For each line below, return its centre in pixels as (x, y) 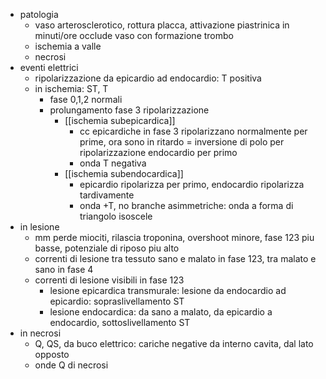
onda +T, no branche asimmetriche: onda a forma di (186, 205)
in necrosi (40, 333)
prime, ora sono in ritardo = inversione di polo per (182, 142)
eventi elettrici (49, 67)
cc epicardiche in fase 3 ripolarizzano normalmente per (193, 131)
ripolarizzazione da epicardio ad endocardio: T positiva (148, 78)
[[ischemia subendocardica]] (124, 173)
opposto (52, 354)
